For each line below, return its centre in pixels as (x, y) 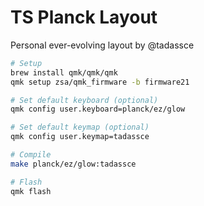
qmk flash (31, 191)
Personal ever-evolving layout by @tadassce (102, 45)
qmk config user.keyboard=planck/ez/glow (98, 109)
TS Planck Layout (84, 17)
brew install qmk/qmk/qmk (64, 72)
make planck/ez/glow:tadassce (73, 164)
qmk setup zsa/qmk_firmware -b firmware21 (100, 82)
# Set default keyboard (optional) (84, 100)
